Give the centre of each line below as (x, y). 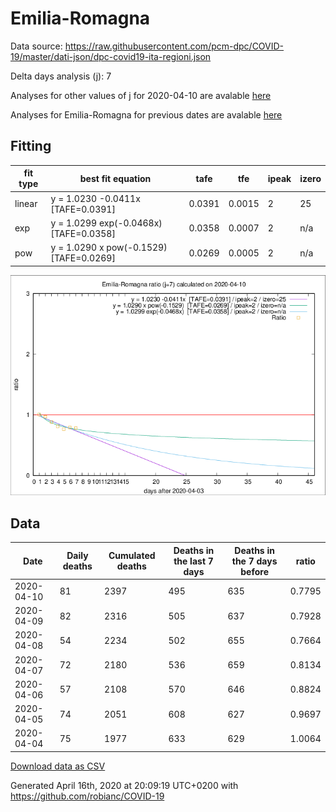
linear (26, 203)
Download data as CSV (58, 766)
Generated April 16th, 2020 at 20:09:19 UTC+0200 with (124, 785)
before (254, 571)
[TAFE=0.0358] (83, 233)
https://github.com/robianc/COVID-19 (87, 796)
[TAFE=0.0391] (83, 209)
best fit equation (115, 178)
